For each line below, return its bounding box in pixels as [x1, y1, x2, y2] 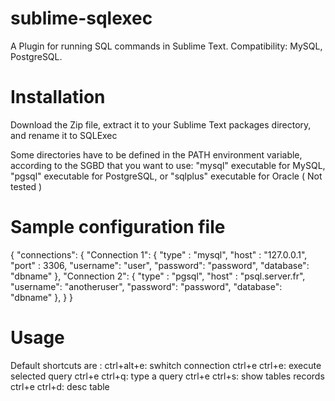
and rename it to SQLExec [10, 129, 118, 141]
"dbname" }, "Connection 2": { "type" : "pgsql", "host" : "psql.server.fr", [10, 270, 306, 282]
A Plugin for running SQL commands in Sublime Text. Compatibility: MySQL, [10, 40, 323, 52]
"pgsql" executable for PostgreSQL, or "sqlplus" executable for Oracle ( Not [10, 170, 323, 182]
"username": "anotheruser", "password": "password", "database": [10, 280, 283, 292]
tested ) [10, 180, 43, 192]
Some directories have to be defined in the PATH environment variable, [10, 148, 303, 161]
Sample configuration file [10, 216, 226, 239]
